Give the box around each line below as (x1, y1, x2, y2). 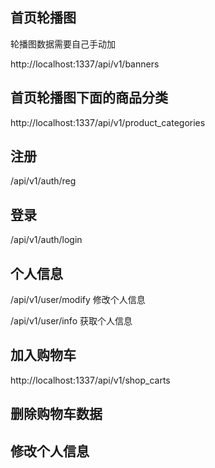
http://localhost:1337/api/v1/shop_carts (10, 374, 171, 386)
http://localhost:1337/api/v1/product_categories (10, 116, 206, 128)
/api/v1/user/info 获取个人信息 (10, 315, 133, 327)
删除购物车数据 (10, 406, 103, 423)
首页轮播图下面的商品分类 (10, 89, 168, 107)
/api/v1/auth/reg (10, 175, 77, 187)
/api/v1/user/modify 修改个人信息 (10, 294, 146, 306)
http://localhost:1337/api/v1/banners (10, 58, 160, 70)
